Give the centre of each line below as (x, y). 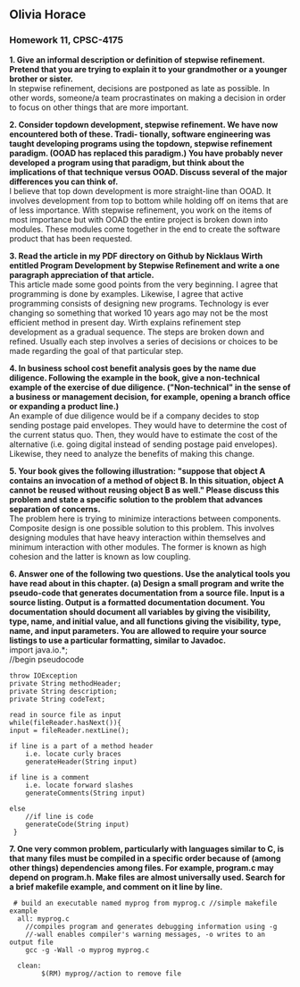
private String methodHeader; (66, 683)
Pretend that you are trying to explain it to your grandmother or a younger (148, 69)
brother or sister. (41, 79)
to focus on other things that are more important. (99, 107)
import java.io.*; (39, 650)
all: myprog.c (43, 919)
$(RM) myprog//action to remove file (111, 974)
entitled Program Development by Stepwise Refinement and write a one (145, 265)
